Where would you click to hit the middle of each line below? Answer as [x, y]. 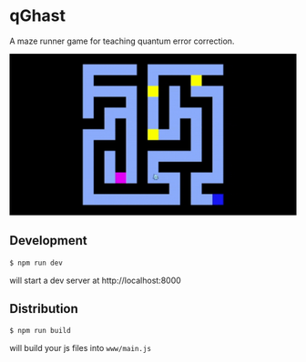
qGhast [38, 16]
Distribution [44, 309]
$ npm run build [40, 331]
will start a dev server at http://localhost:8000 [96, 280]
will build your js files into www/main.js [81, 348]
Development [49, 241]
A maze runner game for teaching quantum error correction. [122, 41]
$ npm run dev [36, 263]
